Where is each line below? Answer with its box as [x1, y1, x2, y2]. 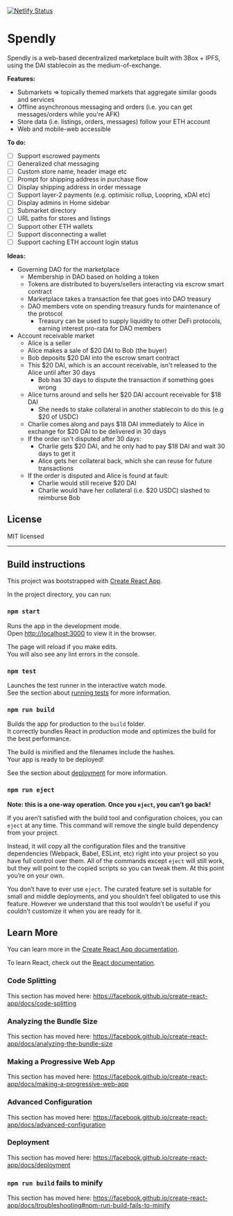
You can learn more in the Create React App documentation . [7, 945, 180, 953]
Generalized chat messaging [17, 159, 99, 168]
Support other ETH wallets [17, 222, 94, 230]
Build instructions [7, 558, 85, 570]
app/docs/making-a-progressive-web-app [7, 1080, 129, 1088]
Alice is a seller [27, 338, 71, 347]
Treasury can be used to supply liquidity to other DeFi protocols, [37, 316, 222, 325]
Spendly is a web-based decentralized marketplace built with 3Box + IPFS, [7, 53, 221, 62]
